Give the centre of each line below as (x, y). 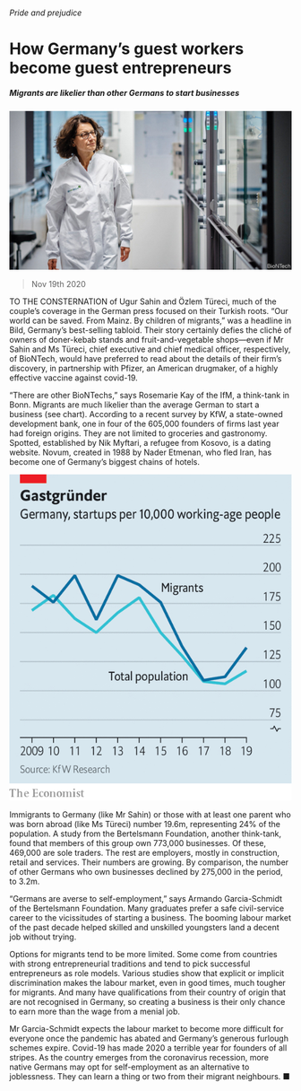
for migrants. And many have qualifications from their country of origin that (148, 992)
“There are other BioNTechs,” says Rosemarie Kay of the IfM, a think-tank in (149, 396)
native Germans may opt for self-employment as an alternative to (129, 1067)
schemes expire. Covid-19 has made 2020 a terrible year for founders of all (148, 1048)
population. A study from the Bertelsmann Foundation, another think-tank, (146, 834)
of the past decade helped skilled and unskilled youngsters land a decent (144, 928)
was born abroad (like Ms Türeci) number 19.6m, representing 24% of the (145, 825)
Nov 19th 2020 (59, 284)
